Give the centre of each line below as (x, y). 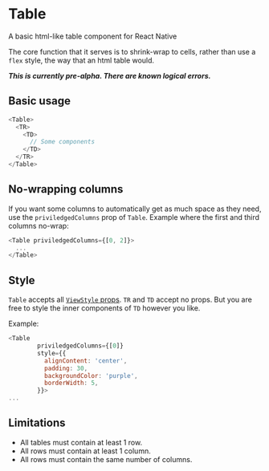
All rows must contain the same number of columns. (106, 459)
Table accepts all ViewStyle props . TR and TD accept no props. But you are (130, 300)
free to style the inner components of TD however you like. (104, 308)
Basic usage (39, 101)
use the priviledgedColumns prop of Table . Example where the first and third (134, 217)
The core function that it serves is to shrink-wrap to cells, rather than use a (132, 51)
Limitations (37, 423)
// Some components (62, 142)
